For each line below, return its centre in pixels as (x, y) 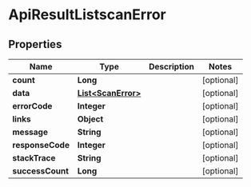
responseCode (41, 145)
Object (90, 119)
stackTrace (34, 158)
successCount (41, 171)
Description (171, 67)
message (30, 132)
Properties (35, 44)
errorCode (32, 106)
